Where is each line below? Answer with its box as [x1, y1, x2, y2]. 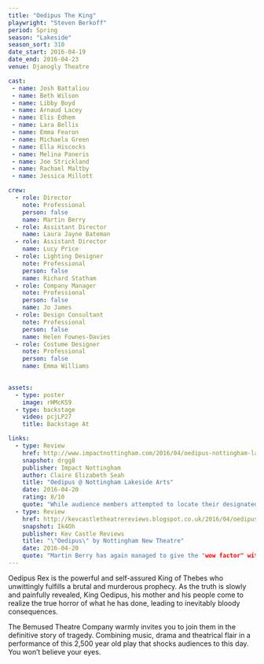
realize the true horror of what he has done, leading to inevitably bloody [8, 598, 240, 607]
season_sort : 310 [8, 41, 65, 49]
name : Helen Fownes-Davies [22, 332, 111, 341]
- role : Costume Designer [15, 340, 101, 348]
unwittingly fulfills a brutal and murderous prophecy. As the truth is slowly [8, 581, 247, 591]
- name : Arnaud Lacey [11, 106, 82, 114]
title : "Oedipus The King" [8, 11, 97, 20]
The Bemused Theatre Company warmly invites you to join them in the [8, 621, 236, 631]
